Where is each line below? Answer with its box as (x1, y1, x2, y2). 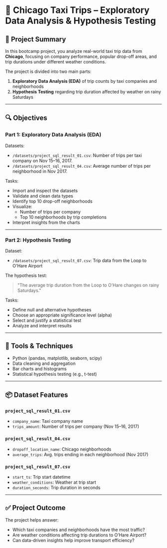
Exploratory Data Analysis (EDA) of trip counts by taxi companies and (12, 78, 157, 84)
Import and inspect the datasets (12, 187, 78, 194)
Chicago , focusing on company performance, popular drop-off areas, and (5, 53, 157, 59)
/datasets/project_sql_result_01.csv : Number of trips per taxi (12, 152, 142, 158)
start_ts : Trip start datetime (12, 474, 71, 480)
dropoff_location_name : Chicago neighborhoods (12, 446, 112, 452)
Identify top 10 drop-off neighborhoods (12, 198, 93, 204)
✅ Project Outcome (5, 504, 66, 512)
